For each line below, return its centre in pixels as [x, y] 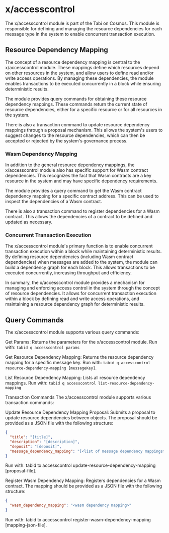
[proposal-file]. [21, 471]
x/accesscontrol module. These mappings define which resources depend [82, 67]
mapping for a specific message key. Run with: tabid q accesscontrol [78, 363]
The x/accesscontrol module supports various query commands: [72, 332]
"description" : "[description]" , [45, 442]
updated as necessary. [29, 222]
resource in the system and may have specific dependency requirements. [81, 181]
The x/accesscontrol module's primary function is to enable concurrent [79, 246]
